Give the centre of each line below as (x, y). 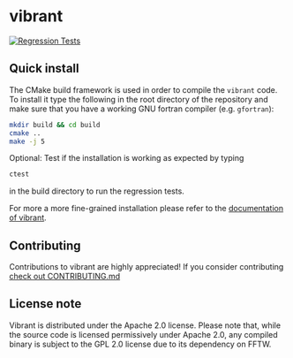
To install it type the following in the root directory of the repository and (139, 99)
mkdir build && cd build (55, 125)
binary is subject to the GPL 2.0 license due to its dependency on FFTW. (140, 344)
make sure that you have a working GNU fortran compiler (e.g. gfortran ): (142, 109)
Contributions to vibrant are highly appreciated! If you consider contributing (146, 267)
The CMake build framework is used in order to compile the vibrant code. (143, 89)
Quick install (44, 69)
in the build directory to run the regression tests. (97, 191)
